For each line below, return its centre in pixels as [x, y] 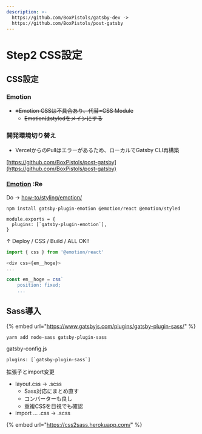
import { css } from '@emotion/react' [55, 252]
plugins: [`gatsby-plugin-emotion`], [59, 224]
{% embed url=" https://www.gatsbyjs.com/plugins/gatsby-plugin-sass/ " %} [101, 326]
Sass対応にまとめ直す [52, 391]
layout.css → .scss [38, 384]
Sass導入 [24, 311]
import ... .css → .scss [43, 413]
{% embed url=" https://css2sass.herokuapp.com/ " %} [74, 424]
